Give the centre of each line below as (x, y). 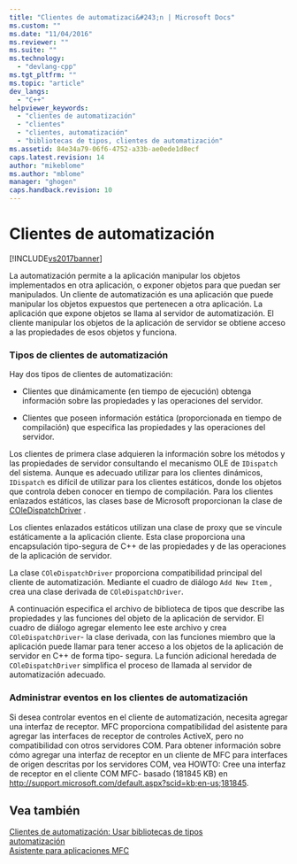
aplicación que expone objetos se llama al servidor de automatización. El (141, 313)
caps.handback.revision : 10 (61, 190)
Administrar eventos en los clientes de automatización (129, 698)
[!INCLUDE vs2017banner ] (56, 258)
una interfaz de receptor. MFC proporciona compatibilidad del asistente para (148, 726)
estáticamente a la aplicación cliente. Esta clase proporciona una (127, 537)
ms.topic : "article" (47, 83)
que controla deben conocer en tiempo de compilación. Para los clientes (141, 491)
